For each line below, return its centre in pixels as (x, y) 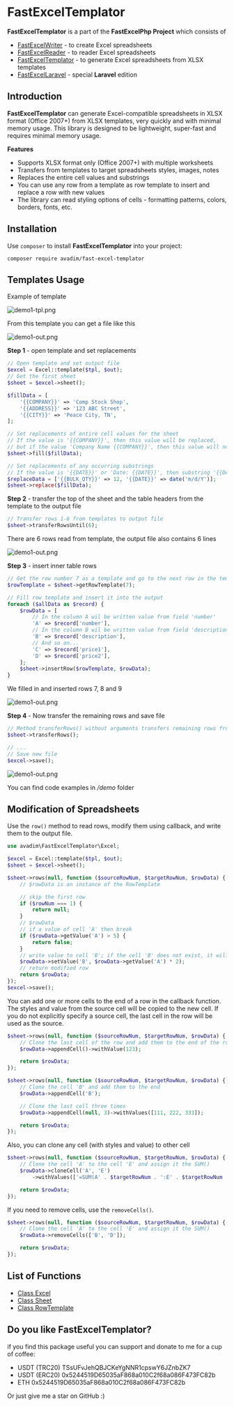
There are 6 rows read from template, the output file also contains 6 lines (112, 539)
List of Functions (44, 1276)
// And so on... (56, 643)
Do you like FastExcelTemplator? (79, 1330)
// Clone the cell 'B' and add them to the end (90, 1087)
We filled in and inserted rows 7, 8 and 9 (65, 689)
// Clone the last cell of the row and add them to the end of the (119, 1042)
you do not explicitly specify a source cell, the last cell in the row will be (110, 1016)
